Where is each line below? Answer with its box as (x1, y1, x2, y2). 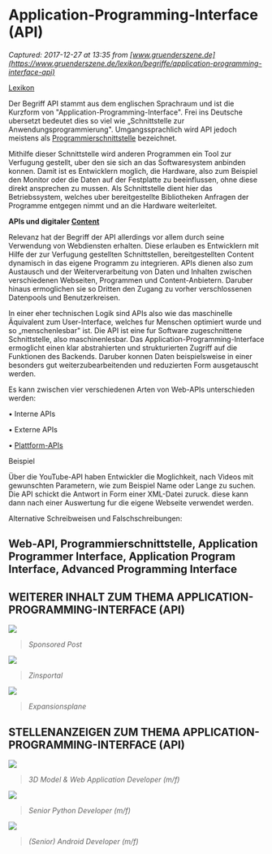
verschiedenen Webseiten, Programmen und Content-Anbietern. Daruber (8, 275, 253, 285)
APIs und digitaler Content (8, 216, 100, 226)
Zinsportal (28, 670, 63, 680)
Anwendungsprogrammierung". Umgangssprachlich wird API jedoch (8, 124, 237, 134)
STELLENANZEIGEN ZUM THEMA (8, 725, 181, 739)
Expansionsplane (28, 701, 87, 712)
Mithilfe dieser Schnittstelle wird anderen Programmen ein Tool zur (8, 149, 232, 158)
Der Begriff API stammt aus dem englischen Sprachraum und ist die (8, 98, 235, 108)
